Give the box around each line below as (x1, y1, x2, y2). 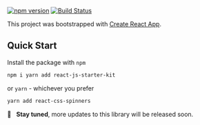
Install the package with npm (7, 58, 86, 66)
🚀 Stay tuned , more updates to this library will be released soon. (7, 110, 194, 118)
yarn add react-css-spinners (7, 97, 91, 104)
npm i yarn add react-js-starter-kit (7, 71, 116, 79)
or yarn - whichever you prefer (7, 84, 94, 93)
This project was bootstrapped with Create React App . (7, 20, 162, 28)
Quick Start (7, 40, 57, 52)
